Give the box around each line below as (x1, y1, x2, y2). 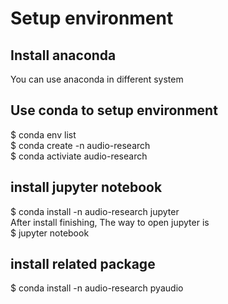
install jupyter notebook (10, 179, 163, 196)
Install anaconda (10, 47, 117, 64)
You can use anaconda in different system (10, 73, 184, 85)
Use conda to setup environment (10, 102, 218, 119)
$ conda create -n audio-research (10, 139, 151, 151)
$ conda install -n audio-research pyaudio (10, 282, 184, 294)
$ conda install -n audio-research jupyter (10, 205, 180, 217)
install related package (10, 256, 156, 273)
